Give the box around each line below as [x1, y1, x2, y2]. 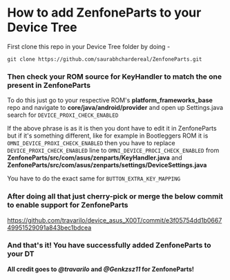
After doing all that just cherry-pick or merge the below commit [7, 192, 223, 201]
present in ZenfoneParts [7, 80, 91, 90]
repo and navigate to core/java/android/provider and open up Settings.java [7, 104, 223, 112]
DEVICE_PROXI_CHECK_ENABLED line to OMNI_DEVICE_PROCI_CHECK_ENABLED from [7, 147, 220, 155]
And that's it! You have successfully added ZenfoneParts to [7, 241, 212, 250]
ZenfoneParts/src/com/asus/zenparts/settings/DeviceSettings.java [7, 161, 207, 169]
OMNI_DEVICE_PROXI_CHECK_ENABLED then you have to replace [7, 139, 175, 147]
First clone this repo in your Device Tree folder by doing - [7, 42, 171, 50]
